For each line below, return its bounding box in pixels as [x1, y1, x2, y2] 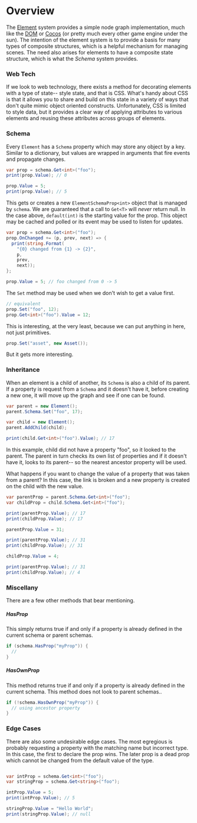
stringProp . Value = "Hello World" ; [6, 806, 94, 812]
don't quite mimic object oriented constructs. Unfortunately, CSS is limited [6, 102, 186, 109]
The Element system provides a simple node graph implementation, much [6, 24, 185, 31]
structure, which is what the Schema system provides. [6, 55, 139, 62]
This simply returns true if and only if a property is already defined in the [6, 626, 183, 633]
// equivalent [6, 300, 41, 307]
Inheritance [6, 365, 40, 374]
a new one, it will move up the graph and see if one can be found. [6, 391, 165, 398]
